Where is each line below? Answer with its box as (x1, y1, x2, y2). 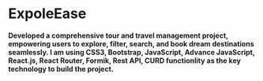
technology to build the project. (8, 64, 115, 73)
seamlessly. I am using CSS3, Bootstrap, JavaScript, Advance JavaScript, (8, 47, 255, 57)
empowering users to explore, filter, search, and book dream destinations (8, 39, 254, 48)
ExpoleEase (8, 5, 87, 23)
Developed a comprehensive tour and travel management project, (8, 31, 229, 40)
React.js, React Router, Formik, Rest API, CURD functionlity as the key (8, 56, 241, 65)
